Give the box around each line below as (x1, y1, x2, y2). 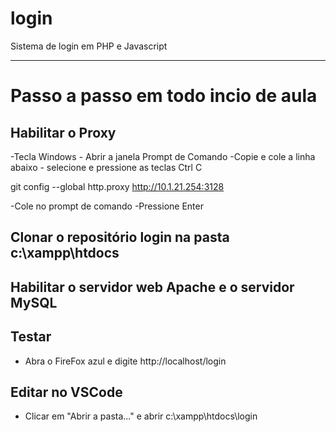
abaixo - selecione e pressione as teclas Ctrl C (10, 161, 203, 173)
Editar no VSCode (10, 383, 123, 401)
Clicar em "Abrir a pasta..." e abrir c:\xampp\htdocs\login (24, 410, 258, 422)
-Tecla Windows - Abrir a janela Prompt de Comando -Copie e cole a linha (10, 150, 316, 162)
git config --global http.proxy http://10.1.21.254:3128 (10, 180, 225, 192)
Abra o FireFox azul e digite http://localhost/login (24, 355, 227, 367)
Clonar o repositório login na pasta (10, 229, 230, 246)
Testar (10, 328, 52, 346)
